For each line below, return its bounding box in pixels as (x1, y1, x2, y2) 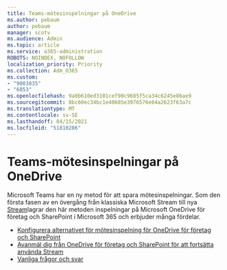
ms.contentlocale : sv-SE (7, 111, 78, 118)
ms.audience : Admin (7, 36, 63, 42)
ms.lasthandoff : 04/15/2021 (7, 118, 88, 125)
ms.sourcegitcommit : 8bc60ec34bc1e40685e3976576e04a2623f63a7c (7, 99, 192, 106)
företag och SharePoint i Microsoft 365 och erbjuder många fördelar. (7, 213, 201, 221)
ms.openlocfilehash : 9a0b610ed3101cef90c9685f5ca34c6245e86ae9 (7, 93, 192, 100)
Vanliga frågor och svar (16, 255, 84, 263)
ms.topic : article (7, 42, 60, 49)
